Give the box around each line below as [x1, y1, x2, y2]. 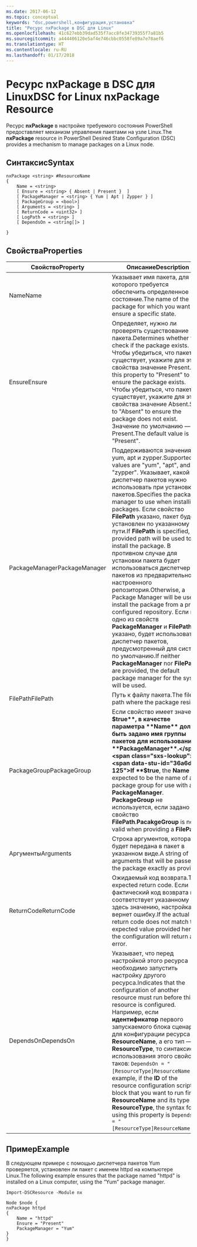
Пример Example [6, 1144, 70, 1154]
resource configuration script [111, 1081, 192, 1090]
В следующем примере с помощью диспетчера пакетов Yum [6, 1159, 160, 1167]
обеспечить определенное [111, 288, 189, 296]
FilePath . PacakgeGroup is [111, 818, 185, 826]
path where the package [111, 698, 179, 707]
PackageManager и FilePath [111, 623, 192, 631]
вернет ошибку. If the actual [111, 910, 189, 919]
